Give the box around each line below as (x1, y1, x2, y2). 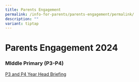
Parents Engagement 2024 (5, 42, 118, 53)
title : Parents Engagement (5, 7, 61, 12)
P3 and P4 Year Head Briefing (5, 71, 67, 77)
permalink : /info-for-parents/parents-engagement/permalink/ (5, 12, 135, 17)
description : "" (5, 16, 39, 21)
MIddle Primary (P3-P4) (5, 60, 64, 67)
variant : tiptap (5, 21, 39, 26)
